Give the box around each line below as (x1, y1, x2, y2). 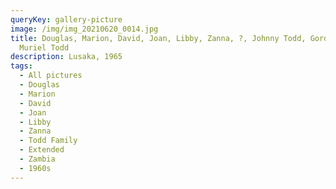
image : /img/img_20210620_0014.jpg (10, 24, 159, 34)
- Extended (19, 145, 65, 155)
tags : (10, 61, 33, 71)
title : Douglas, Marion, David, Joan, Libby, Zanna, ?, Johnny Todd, (10, 33, 307, 43)
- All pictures (19, 71, 83, 81)
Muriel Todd (19, 42, 70, 53)
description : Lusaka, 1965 (10, 52, 123, 62)
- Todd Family (19, 136, 78, 146)
